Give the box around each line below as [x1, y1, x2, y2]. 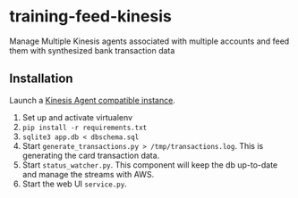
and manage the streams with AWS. [21, 169, 155, 179]
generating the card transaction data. [21, 150, 160, 161]
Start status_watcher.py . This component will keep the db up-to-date [21, 159, 278, 170]
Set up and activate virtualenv [21, 111, 132, 122]
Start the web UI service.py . [21, 178, 127, 189]
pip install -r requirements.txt [21, 123, 148, 132]
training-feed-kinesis [9, 6, 172, 27]
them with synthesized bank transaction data [9, 45, 175, 55]
